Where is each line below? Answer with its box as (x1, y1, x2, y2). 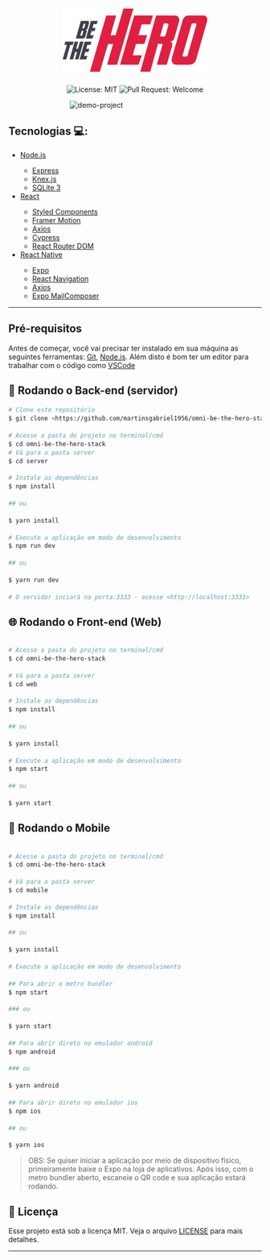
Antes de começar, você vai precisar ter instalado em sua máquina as (8, 343, 239, 353)
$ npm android (8, 1047, 56, 1055)
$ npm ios (8, 1107, 42, 1115)
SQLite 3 (31, 182, 61, 193)
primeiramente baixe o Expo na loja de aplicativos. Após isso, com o (27, 1164, 254, 1174)
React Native (19, 250, 63, 259)
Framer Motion (31, 215, 81, 225)
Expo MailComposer (31, 291, 100, 300)
